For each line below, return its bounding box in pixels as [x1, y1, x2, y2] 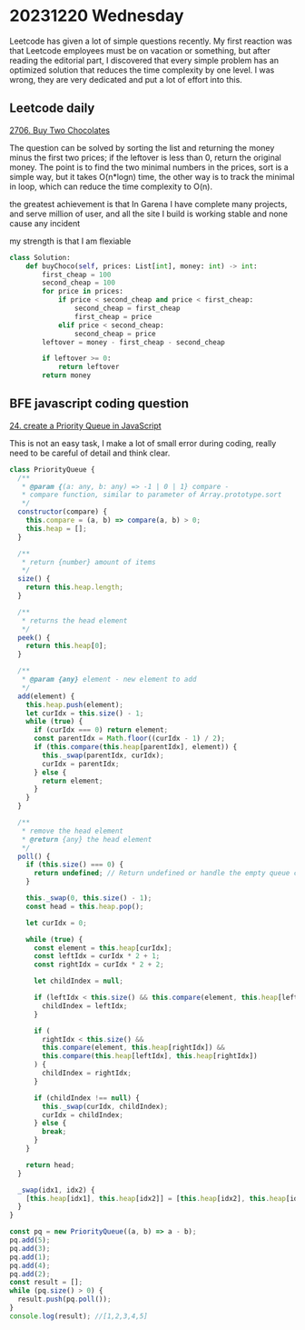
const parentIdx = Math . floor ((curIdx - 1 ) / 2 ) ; [33, 734, 225, 744]
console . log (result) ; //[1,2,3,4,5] [9, 1311, 148, 1321]
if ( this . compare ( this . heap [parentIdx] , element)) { [33, 743, 238, 752]
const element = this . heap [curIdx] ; [33, 943, 172, 953]
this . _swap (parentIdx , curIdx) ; [42, 751, 165, 760]
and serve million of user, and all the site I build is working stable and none [9, 208, 289, 219]
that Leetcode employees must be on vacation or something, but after [9, 45, 271, 55]
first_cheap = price [74, 312, 152, 321]
